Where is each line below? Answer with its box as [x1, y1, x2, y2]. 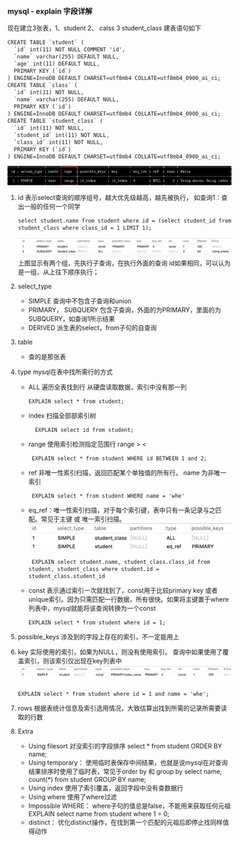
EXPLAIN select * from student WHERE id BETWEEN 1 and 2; [31, 455, 208, 462]
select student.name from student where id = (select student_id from [17, 218, 232, 225]
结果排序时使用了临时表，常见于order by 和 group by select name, [28, 767, 223, 776]
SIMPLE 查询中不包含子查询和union [28, 296, 132, 305]
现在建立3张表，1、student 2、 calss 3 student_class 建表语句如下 [7, 24, 201, 33]
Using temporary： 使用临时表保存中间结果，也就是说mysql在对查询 [28, 759, 228, 767]
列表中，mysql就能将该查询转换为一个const [28, 604, 156, 612]
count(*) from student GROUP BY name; [28, 776, 147, 784]
